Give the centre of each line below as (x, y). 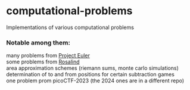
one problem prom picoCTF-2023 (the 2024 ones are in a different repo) (95, 81)
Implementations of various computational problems (70, 27)
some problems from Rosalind (43, 62)
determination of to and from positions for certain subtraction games (90, 75)
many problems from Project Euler (48, 56)
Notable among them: (38, 43)
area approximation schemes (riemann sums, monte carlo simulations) (92, 68)
